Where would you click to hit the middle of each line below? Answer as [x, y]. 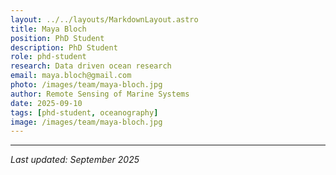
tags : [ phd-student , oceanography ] [84, 112]
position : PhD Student [57, 38]
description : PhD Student [64, 47]
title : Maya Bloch [48, 29]
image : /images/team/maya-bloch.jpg [86, 122]
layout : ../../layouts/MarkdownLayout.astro [104, 19]
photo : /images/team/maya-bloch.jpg [86, 85]
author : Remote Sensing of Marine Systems [100, 94]
